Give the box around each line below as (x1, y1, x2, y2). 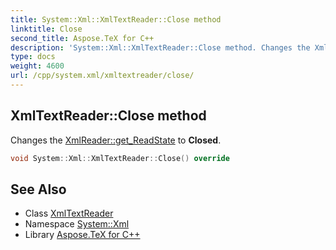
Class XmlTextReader (24, 207, 114, 220)
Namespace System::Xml (24, 218, 130, 230)
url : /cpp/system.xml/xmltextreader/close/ (10, 71, 195, 81)
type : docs (10, 52, 56, 62)
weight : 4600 (10, 61, 65, 71)
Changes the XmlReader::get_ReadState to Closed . (10, 134, 222, 146)
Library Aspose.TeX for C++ (24, 229, 141, 241)
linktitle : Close (10, 24, 83, 34)
